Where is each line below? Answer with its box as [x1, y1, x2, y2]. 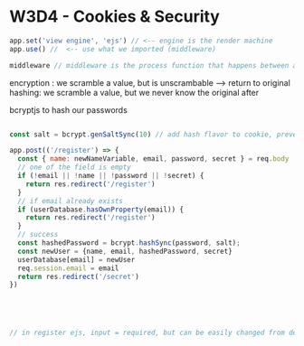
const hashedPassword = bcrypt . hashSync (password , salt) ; [17, 238, 242, 248]
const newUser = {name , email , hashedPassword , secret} [17, 247, 233, 256]
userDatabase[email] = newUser [17, 255, 136, 264]
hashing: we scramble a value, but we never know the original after [9, 87, 260, 98]
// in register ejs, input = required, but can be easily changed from [9, 328, 285, 338]
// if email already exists [17, 196, 124, 205]
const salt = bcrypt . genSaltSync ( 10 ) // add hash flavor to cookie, [9, 129, 273, 139]
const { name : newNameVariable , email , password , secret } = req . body [17, 154, 290, 164]
